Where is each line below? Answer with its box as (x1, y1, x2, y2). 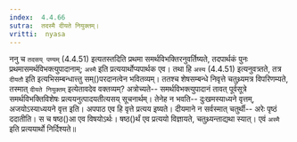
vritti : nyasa (9, 29, 66, 38)
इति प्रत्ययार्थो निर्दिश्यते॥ (9, 123, 77, 134)
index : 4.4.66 (9, 12, 66, 22)
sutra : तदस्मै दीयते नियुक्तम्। (9, 21, 100, 30)
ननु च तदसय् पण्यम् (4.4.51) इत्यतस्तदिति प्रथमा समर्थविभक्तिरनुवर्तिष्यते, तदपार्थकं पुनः (9, 54, 249, 65)
